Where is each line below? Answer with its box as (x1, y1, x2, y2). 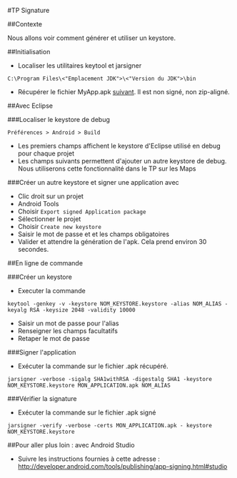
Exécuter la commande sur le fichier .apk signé (17, 408, 156, 417)
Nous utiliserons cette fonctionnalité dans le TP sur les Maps (17, 164, 196, 173)
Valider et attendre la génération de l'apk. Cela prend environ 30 (17, 238, 207, 245)
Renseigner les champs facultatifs (17, 327, 118, 335)
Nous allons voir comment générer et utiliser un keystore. (7, 34, 176, 42)
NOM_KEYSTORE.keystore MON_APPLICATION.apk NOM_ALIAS (7, 382, 171, 389)
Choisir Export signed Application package (17, 207, 146, 215)
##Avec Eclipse (7, 101, 54, 110)
